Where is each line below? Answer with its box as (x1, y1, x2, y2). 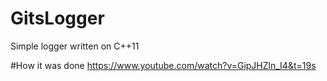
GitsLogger (10, 7, 105, 30)
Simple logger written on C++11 (10, 40, 140, 52)
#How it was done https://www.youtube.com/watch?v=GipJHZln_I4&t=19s (10, 59, 317, 71)
